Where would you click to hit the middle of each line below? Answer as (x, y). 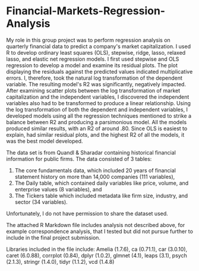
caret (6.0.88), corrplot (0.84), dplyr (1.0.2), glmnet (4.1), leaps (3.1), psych (97, 255)
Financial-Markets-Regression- (86, 11)
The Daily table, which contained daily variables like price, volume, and (102, 183)
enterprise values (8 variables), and (58, 189)
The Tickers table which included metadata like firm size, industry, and (101, 196)
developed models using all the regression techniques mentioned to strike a (99, 116)
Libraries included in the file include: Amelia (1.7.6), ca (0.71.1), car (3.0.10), (97, 249)
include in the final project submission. (53, 237)
